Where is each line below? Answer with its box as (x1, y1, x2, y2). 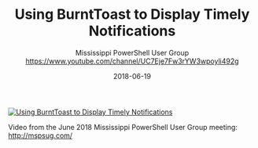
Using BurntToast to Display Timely (14, 5, 250, 23)
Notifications (88, 22, 176, 40)
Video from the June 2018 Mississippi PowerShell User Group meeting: (8, 122, 238, 132)
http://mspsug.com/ (8, 131, 73, 140)
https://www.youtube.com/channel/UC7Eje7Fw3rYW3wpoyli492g (25, 56, 239, 66)
